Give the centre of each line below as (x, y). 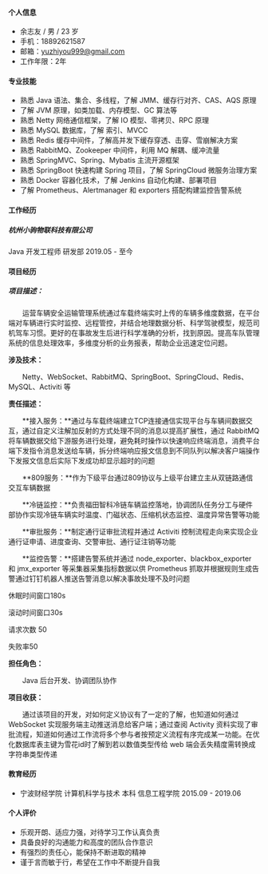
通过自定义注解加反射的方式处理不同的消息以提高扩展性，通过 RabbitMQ (141, 431)
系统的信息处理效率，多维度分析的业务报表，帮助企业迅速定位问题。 (120, 343)
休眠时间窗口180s (37, 595)
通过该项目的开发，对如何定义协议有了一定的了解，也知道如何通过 (130, 714)
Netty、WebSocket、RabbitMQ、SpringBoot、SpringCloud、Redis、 (135, 376)
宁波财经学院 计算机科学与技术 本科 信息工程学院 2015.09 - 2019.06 (130, 793)
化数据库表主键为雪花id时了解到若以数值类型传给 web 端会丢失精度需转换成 (132, 744)
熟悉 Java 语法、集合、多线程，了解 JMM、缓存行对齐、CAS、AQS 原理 (138, 101)
